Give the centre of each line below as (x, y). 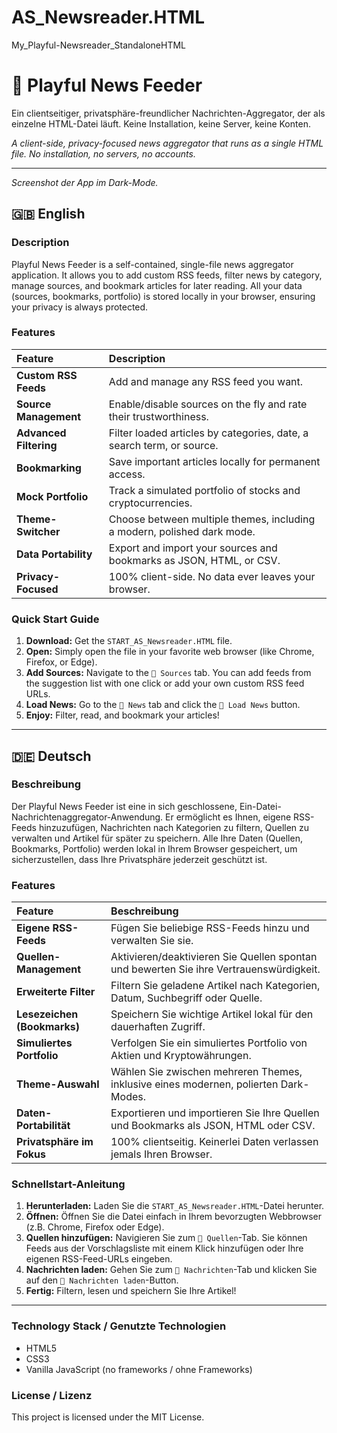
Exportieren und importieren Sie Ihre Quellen (215, 1113)
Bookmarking (49, 468)
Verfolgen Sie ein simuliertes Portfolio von (209, 1043)
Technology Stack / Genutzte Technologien (119, 1326)
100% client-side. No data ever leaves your (212, 576)
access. (127, 474)
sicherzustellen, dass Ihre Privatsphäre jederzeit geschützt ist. (139, 859)
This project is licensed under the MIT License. (108, 1417)
